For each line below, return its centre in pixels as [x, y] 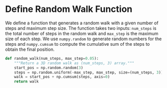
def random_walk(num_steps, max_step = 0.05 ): [52, 58]
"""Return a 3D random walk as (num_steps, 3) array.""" [74, 63]
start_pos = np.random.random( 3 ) [49, 68]
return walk [26, 82]
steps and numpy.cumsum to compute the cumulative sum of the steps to [78, 44]
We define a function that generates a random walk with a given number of [82, 23]
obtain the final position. [30, 49]
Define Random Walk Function [69, 9]
